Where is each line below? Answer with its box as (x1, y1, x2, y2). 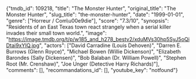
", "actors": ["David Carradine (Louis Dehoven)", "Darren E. (39, 42, 182, 49)
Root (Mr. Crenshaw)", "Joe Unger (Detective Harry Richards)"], (6, 60, 160, 67)
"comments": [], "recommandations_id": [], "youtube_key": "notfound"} (6, 67, 178, 73)
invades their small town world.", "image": (6, 30, 107, 37)
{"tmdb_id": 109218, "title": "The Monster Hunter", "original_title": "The (6, 5, 176, 12)
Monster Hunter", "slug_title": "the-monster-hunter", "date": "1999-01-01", (6, 11, 184, 18)
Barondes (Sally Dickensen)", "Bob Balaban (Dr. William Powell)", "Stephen (6, 55, 187, 61)
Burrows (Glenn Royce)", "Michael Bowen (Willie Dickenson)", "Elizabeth (6, 48, 181, 55)
